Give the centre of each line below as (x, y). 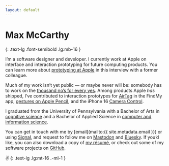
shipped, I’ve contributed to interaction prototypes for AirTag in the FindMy (84, 96)
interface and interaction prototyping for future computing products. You (81, 64)
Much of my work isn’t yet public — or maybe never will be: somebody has (83, 85)
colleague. (16, 75)
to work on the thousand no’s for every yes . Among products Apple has (80, 90)
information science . (27, 122)
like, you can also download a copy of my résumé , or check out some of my (84, 142)
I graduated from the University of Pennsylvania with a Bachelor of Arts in (82, 111)
